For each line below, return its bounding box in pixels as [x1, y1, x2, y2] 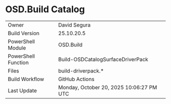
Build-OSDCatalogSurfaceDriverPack [58, 56, 149, 63]
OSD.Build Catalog [5, 4, 85, 15]
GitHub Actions [58, 75, 95, 83]
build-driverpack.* [58, 67, 104, 74]
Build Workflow [8, 75, 44, 83]
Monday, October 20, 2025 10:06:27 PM [58, 84, 157, 91]
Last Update [8, 87, 37, 94]
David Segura [58, 21, 91, 29]
